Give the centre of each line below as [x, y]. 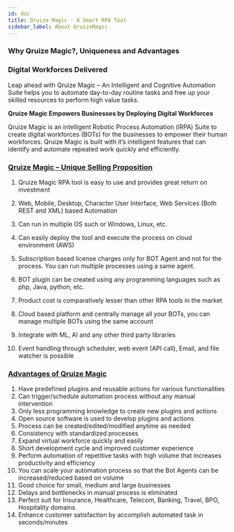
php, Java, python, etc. [51, 287]
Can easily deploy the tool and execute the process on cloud [105, 237]
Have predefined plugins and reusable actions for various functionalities [122, 389]
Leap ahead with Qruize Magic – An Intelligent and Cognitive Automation [112, 85]
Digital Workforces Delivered [58, 70]
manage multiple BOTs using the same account [86, 321]
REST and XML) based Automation [68, 211]
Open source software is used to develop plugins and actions [106, 418]
